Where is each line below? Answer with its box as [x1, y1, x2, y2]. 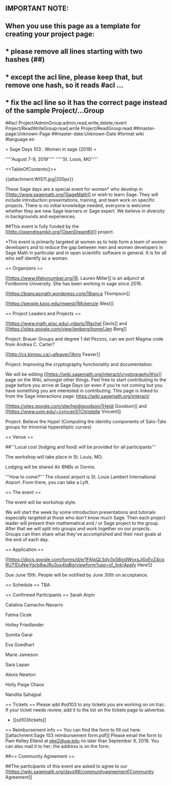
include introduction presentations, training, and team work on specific [5, 197, 155, 203]
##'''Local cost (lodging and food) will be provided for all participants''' [5, 444, 156, 450]
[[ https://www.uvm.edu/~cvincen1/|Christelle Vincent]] [5, 408, 121, 415]
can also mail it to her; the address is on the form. [5, 743, 110, 750]
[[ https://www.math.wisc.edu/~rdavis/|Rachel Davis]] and [5, 320, 127, 327]
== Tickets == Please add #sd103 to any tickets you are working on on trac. [5, 702, 166, 708]
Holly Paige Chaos [5, 682, 45, 688]
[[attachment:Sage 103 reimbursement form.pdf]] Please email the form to [5, 733, 163, 739]
